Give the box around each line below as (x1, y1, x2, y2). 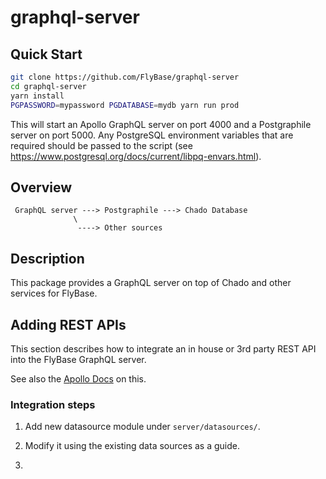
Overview (10, 179, 73, 196)
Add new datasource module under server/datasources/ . (24, 421, 261, 433)
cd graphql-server (10, 81, 87, 91)
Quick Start (10, 46, 83, 63)
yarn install (10, 91, 65, 101)
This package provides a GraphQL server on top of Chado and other (10, 277, 292, 289)
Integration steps (10, 397, 96, 411)
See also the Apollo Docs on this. (10, 372, 147, 385)
